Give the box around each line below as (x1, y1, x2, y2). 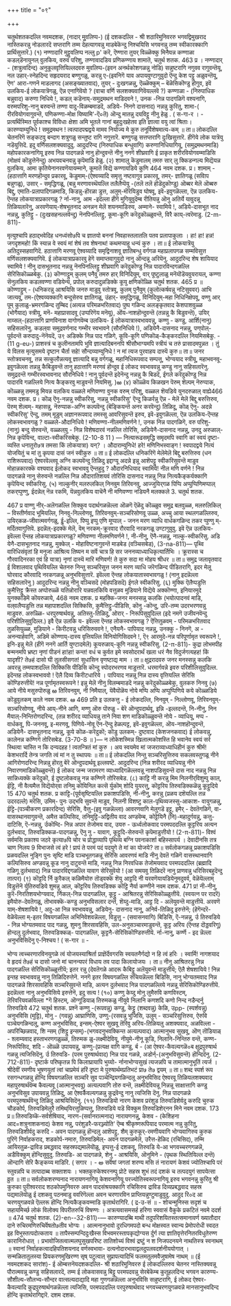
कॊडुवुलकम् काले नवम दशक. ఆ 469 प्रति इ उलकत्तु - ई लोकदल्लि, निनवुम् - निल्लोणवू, (7, 696, 196, 703)
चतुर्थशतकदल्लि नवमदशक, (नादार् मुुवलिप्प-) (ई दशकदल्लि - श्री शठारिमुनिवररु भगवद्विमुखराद (7, 33, 207, 40)
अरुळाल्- (202, 425, 223, 434)
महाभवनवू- (199, 355, 223, 363)
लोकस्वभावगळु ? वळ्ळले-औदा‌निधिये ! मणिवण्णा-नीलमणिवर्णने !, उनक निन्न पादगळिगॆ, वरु (7, 418, 196, 426)
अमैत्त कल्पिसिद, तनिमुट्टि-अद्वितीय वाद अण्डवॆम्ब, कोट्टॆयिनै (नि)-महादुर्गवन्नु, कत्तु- (45, 813, 215, 821)
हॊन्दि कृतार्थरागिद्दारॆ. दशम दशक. (7, 1291, 76, 1299)
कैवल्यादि (7, 1283, 27, 1291)
